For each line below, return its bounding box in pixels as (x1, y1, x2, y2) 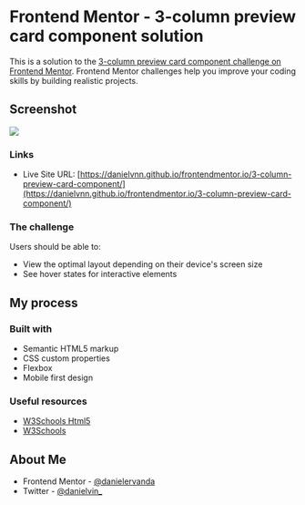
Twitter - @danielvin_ (22, 486, 103, 497)
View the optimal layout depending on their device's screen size (22, 259, 263, 270)
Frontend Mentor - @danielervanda (22, 476, 156, 487)
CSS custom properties (22, 353, 111, 364)
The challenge (9, 221, 75, 233)
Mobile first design (22, 372, 94, 384)
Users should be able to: (9, 242, 102, 252)
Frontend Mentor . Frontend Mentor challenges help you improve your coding (9, 66, 297, 77)
